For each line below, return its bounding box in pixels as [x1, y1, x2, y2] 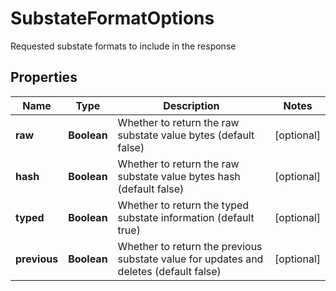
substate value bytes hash [117, 169, 241, 183]
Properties [10, 69, 78, 86]
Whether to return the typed [117, 198, 250, 212]
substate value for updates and [117, 252, 264, 266]
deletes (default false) [117, 264, 222, 278]
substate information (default [117, 210, 255, 224]
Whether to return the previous [117, 239, 263, 253]
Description [163, 98, 220, 112]
